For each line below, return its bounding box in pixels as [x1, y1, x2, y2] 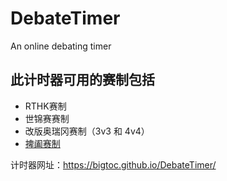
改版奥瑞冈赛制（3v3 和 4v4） [24, 125, 150, 137]
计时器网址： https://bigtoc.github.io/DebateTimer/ [10, 158, 217, 171]
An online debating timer [10, 40, 112, 52]
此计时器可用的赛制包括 [10, 72, 155, 89]
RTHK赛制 [24, 100, 67, 112]
